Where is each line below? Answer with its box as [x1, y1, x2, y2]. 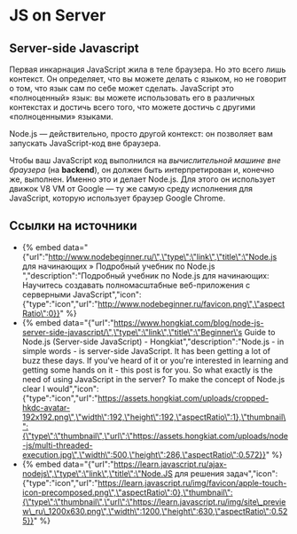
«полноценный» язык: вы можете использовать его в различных [9, 92, 255, 103]
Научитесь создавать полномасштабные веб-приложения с [21, 279, 251, 290]
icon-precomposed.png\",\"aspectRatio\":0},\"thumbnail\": [21, 487, 233, 498]
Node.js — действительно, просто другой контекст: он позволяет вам [9, 129, 273, 138]
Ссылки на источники [9, 218, 137, 233]
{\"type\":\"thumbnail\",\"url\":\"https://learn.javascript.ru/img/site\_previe [21, 496, 286, 507]
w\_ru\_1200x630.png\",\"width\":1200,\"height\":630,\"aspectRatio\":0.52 [21, 506, 288, 516]
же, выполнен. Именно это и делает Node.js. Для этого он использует [9, 174, 276, 185]
